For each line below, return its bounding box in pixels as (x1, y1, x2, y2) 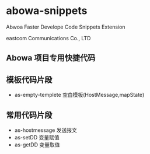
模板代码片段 (6, 75, 53, 85)
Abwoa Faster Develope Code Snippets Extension (6, 23, 125, 30)
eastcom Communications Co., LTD (6, 34, 91, 41)
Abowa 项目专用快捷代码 (6, 53, 96, 63)
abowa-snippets (6, 4, 88, 17)
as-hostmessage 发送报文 (14, 127, 77, 134)
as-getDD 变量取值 (14, 141, 60, 148)
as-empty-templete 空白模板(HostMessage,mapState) (14, 92, 145, 99)
